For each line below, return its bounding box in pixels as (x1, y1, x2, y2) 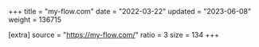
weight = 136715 (8, 15, 62, 24)
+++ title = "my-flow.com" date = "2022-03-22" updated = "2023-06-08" (8, 7, 252, 16)
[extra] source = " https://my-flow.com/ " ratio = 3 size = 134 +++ (8, 31, 220, 39)
